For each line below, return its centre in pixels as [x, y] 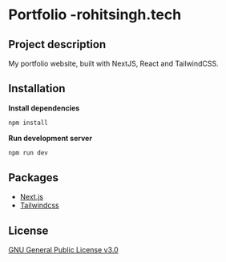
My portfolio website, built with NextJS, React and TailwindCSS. [113, 63]
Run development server [50, 138]
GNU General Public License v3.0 [63, 250]
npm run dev [28, 153]
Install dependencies [44, 108]
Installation [37, 89]
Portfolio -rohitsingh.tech [95, 15]
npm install [28, 123]
